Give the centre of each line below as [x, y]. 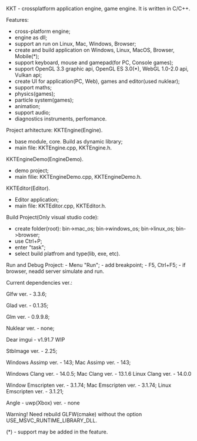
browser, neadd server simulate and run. [55, 271]
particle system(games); [44, 100]
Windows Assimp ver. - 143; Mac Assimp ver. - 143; [69, 362]
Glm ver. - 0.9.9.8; [28, 317]
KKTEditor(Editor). [28, 188]
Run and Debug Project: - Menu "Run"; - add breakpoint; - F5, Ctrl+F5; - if [96, 265]
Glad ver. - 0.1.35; [27, 305]
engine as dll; [31, 37]
